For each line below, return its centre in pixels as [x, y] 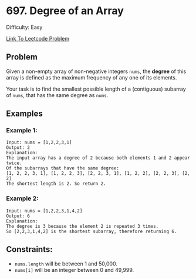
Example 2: [22, 198]
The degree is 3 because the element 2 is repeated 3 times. [82, 226]
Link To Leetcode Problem [38, 38]
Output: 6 [18, 216]
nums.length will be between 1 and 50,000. [66, 264]
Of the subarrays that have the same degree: [62, 168]
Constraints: [29, 249]
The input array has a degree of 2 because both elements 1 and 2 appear [98, 158]
